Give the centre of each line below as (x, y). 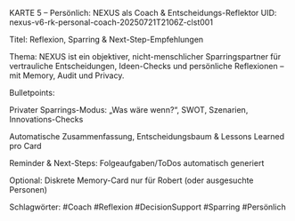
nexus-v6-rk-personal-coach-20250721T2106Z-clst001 (111, 22)
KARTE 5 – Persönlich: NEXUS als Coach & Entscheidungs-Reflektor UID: (143, 13)
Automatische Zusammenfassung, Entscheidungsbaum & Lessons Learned (147, 136)
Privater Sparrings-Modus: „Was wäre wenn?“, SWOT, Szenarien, (129, 110)
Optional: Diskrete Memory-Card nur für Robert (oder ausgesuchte (131, 180)
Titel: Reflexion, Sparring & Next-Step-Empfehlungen (107, 39)
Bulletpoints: (32, 93)
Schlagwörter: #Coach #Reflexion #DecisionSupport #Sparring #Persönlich (148, 207)
